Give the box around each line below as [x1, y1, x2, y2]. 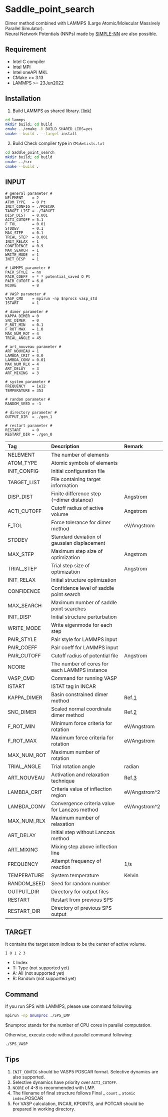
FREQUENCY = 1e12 [5, 384, 46, 389]
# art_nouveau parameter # [5, 344, 61, 349]
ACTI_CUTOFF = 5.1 [5, 217, 43, 222]
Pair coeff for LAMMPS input [50, 644, 118, 651]
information [50, 482, 78, 489]
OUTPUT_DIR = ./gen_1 [5, 415, 52, 420]
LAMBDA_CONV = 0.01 [5, 357, 46, 362]
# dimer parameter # [5, 309, 48, 314]
